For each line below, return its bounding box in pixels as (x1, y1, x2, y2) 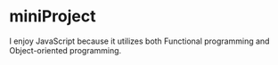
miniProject (9, 6, 96, 27)
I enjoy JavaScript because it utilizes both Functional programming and (9, 36, 270, 46)
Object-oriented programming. (9, 45, 122, 55)
